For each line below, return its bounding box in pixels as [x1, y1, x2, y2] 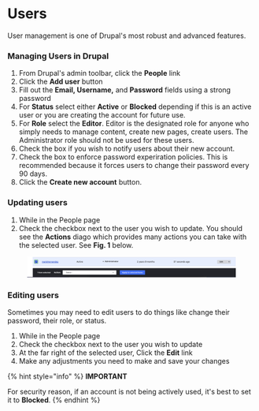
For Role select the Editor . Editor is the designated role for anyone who [18, 119, 250, 129]
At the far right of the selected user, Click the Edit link [18, 348, 194, 357]
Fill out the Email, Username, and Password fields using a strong [18, 85, 231, 95]
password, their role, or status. [7, 316, 107, 326]
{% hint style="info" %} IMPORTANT [7, 372, 128, 381]
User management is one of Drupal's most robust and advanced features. [7, 31, 246, 40]
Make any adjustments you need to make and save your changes [18, 357, 230, 366]
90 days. [18, 169, 48, 178]
